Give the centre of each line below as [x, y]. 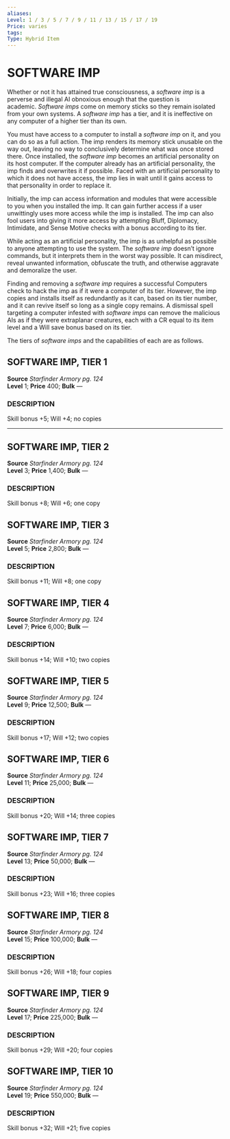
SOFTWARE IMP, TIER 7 [58, 837]
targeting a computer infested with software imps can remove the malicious [114, 313]
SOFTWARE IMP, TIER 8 [58, 916]
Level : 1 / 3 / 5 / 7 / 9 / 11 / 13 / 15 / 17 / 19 [82, 20]
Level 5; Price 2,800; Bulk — [48, 549]
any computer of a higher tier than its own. [67, 121]
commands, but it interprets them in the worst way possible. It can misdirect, [115, 256]
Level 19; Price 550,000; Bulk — [53, 1095]
